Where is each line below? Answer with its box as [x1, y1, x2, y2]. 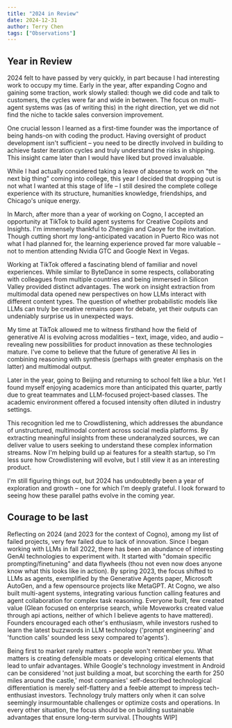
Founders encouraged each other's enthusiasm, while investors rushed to [7, 618, 219, 627]
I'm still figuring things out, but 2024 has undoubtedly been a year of [7, 477, 204, 485]
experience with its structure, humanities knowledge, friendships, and [7, 189, 207, 198]
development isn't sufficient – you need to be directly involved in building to [7, 139, 224, 147]
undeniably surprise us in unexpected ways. [7, 312, 134, 320]
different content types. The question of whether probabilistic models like [7, 297, 217, 306]
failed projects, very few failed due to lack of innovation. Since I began [7, 537, 209, 545]
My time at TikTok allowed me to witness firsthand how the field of [7, 326, 197, 334]
